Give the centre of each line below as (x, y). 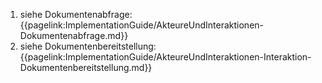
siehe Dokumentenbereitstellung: (88, 46)
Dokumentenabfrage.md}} (74, 35)
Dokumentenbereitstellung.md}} (86, 67)
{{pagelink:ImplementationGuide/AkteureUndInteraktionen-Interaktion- (165, 57)
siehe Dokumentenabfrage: (76, 14)
